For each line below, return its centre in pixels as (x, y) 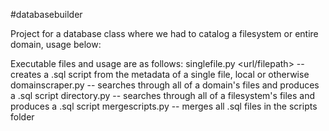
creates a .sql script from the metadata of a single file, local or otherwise (160, 74)
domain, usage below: (56, 44)
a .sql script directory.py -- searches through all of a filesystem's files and (163, 95)
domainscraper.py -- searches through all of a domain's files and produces (165, 85)
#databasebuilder (46, 14)
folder (22, 117)
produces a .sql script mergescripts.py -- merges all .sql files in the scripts (164, 106)
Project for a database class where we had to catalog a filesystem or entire (164, 33)
